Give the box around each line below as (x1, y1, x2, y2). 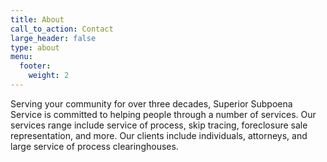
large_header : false (10, 33, 97, 43)
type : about (10, 42, 60, 53)
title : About (10, 14, 65, 25)
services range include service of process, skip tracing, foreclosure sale (10, 119, 308, 131)
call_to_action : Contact (10, 24, 114, 34)
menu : (10, 52, 33, 62)
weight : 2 (28, 71, 70, 81)
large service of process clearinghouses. (10, 140, 179, 152)
